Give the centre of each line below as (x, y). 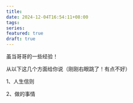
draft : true (21, 39)
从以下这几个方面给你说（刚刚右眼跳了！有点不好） (68, 69)
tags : (13, 22)
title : (14, 11)
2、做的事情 (21, 94)
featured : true (25, 34)
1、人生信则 (20, 81)
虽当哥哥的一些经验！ (32, 56)
